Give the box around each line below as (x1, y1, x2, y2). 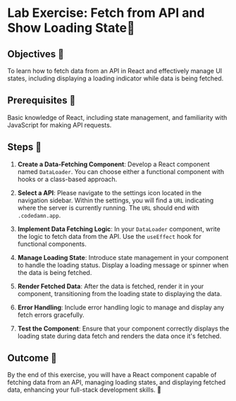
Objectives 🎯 (7, 48, 65, 60)
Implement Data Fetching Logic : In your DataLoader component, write (17, 224, 221, 233)
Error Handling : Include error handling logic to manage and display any (17, 303, 225, 311)
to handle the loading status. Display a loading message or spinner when (17, 261, 229, 269)
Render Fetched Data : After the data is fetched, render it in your (17, 282, 204, 290)
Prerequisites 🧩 (7, 94, 76, 106)
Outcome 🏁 (7, 352, 58, 364)
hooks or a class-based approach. (17, 175, 118, 183)
